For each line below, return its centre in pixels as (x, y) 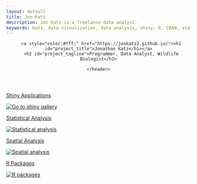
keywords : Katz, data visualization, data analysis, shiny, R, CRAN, (93, 28)
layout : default (26, 11)
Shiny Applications (29, 96)
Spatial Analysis (26, 141)
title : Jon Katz (26, 17)
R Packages (21, 164)
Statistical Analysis (29, 118)
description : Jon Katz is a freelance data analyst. (72, 22)
